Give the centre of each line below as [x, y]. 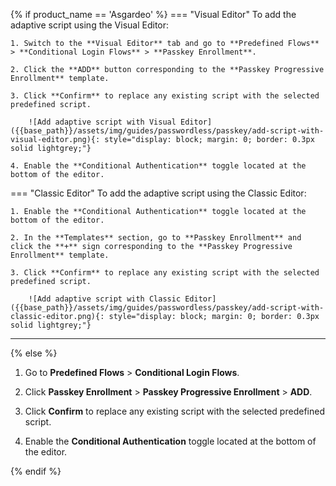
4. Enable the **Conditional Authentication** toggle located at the [158, 166]
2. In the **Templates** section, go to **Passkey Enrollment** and [156, 238]
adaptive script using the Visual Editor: [90, 25]
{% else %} [34, 353]
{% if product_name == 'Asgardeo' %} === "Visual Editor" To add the [153, 14]
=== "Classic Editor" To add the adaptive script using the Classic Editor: [158, 193]
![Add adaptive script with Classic [105, 299]
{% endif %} [36, 471]
